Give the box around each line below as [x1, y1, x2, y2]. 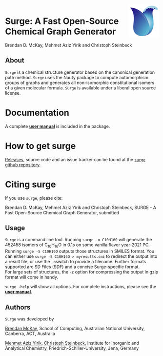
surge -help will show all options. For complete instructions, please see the [5, 284, 157, 290]
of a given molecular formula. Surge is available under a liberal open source [5, 84, 156, 91]
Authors [5, 303, 31, 311]
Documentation [5, 107, 70, 118]
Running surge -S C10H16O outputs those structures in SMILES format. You [5, 248, 155, 254]
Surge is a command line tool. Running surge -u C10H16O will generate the [5, 237, 152, 243]
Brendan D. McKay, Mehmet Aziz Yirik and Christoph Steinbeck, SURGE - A [5, 204, 156, 210]
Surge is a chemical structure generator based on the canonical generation [5, 69, 155, 75]
